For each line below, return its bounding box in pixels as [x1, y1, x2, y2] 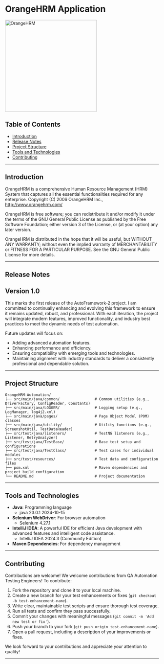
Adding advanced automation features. [12, 340, 91, 345]
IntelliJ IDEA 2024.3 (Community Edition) [19, 536, 102, 542]
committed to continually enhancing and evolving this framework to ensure [5, 305, 156, 311]
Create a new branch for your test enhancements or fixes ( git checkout [12, 593, 157, 598]
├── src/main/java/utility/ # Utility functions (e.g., [5, 422, 152, 427]
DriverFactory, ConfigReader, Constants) [5, 401, 91, 406]
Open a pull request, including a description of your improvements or [12, 629, 151, 635]
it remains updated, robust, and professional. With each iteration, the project [5, 310, 159, 316]
